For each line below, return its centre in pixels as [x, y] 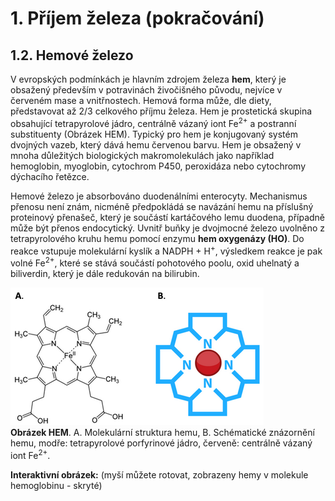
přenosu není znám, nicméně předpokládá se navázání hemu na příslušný [162, 206]
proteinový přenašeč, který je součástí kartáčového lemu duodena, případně [168, 217]
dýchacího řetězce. [50, 176]
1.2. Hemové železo [72, 55]
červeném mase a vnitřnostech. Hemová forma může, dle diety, [141, 100]
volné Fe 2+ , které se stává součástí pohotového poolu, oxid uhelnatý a [155, 262]
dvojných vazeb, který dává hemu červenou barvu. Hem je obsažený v [156, 144]
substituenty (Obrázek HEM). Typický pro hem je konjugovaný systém [154, 134]
